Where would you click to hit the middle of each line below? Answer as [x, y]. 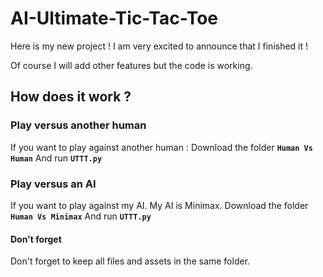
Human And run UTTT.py [56, 158]
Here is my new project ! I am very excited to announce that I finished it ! [159, 46]
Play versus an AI [53, 184]
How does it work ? [71, 97]
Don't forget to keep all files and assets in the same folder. [130, 261]
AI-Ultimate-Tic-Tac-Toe [114, 18]
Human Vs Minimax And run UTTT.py [81, 216]
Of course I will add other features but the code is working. [131, 65]
